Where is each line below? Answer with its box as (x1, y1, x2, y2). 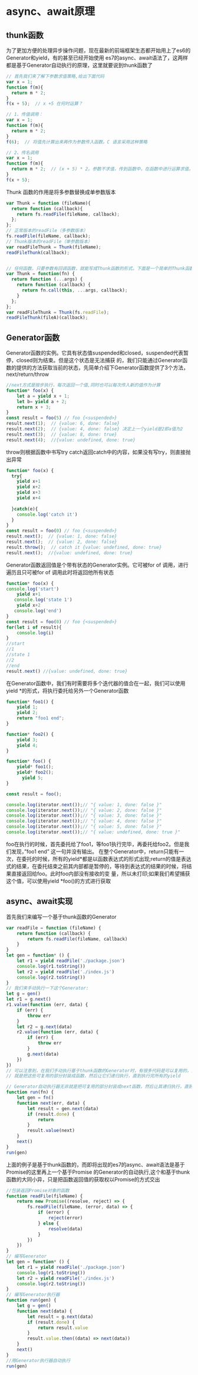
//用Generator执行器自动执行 (6, 1357, 71, 1363)
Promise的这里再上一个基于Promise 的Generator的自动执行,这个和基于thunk (6, 1168, 190, 1176)
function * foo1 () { (6, 699, 54, 705)
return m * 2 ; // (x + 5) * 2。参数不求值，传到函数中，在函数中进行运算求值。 (11, 166, 193, 172)
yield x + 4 (16, 495, 41, 501)
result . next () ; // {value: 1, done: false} (6, 533, 117, 539)
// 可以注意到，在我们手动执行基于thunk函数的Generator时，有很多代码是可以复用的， (6, 1068, 192, 1073)
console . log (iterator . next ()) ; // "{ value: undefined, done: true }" (6, 829, 181, 835)
